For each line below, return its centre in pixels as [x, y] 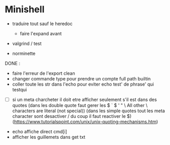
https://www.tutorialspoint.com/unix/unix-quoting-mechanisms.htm [85, 122]
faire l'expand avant [41, 33]
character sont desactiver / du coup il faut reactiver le [69, 116]
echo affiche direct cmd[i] [40, 131]
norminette [24, 53]
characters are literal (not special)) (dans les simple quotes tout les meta [88, 111]
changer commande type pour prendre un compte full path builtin [81, 78]
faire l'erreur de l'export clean [44, 73]
